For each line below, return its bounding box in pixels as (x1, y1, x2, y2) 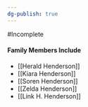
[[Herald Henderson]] (17, 62, 80, 70)
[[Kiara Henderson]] (17, 69, 76, 78)
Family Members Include (7, 46, 82, 55)
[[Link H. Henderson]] (17, 91, 81, 100)
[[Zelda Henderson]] (17, 84, 77, 93)
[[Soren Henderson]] (17, 77, 78, 85)
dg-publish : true (7, 10, 58, 18)
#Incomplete (7, 30, 44, 38)
